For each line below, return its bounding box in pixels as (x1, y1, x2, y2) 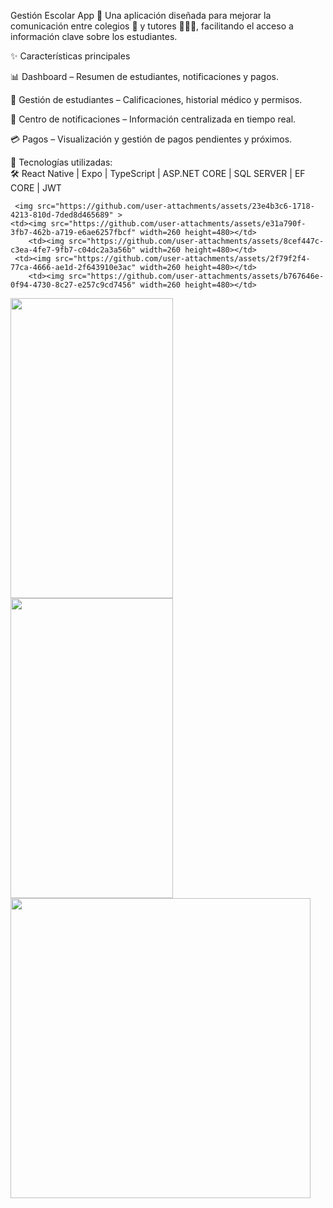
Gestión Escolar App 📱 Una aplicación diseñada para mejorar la (10, 10, 272, 21)
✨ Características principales (10, 50, 131, 62)
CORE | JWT (10, 182, 62, 194)
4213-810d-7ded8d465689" (10, 210, 114, 220)
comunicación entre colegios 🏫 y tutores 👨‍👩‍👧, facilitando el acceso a (10, 20, 294, 32)
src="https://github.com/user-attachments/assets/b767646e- (68, 271, 325, 281)
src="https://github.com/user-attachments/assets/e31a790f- (50, 219, 307, 229)
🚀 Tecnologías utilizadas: (10, 156, 113, 168)
